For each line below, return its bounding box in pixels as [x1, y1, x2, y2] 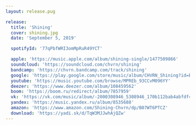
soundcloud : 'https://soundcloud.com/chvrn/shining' [11, 62, 142, 67]
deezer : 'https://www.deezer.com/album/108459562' [11, 83, 137, 89]
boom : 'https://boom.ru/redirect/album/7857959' [11, 88, 132, 95]
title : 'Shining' [11, 24, 53, 30]
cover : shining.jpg [11, 30, 59, 35]
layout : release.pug [5, 8, 56, 15]
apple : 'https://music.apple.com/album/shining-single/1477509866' [11, 56, 179, 62]
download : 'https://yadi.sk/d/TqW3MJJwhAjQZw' [11, 110, 126, 116]
